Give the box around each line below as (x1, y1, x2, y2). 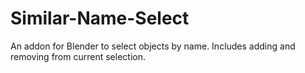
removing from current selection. (10, 50, 146, 62)
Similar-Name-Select (10, 7, 190, 30)
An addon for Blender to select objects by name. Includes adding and (10, 40, 296, 52)
